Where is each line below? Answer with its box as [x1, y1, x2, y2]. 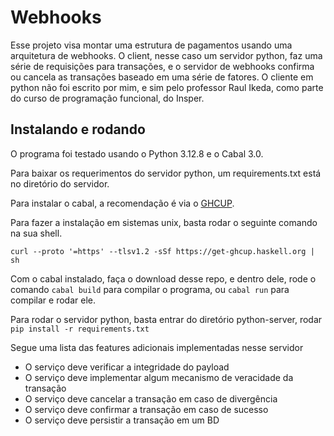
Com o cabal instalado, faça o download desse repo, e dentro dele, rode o [10, 272, 317, 285]
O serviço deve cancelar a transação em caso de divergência [24, 392, 278, 405]
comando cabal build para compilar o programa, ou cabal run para [10, 283, 290, 295]
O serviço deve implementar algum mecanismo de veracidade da [24, 371, 294, 383]
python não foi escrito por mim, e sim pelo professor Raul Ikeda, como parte [10, 81, 324, 93]
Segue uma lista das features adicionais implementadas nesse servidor [10, 341, 304, 353]
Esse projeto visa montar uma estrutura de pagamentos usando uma [10, 39, 293, 51]
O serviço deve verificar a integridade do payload [24, 361, 230, 373]
